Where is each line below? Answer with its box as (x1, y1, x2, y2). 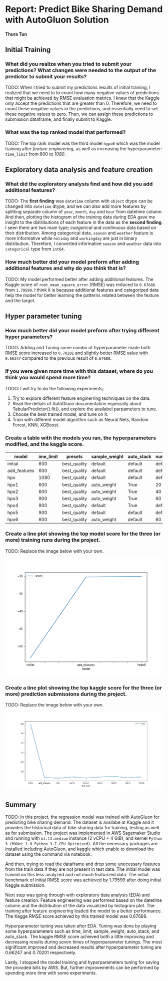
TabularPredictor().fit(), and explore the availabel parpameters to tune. (12, 406, 157, 412)
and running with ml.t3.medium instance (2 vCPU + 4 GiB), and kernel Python (5, 835, 162, 841)
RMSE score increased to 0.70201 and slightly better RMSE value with (5, 350, 148, 356)
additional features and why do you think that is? (5, 265, 126, 272)
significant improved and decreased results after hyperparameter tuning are (5, 944, 161, 950)
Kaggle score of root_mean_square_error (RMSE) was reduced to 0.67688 (5, 282, 155, 288)
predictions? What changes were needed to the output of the (5, 67, 156, 74)
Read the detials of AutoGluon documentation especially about (12, 400, 141, 406)
